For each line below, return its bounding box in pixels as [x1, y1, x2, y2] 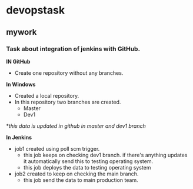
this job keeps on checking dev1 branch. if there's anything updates [23, 151, 188, 158]
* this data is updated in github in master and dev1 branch [6, 122, 146, 130]
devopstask [6, 4, 65, 17]
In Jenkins [6, 134, 32, 141]
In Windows [6, 81, 36, 88]
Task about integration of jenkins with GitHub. [6, 45, 140, 53]
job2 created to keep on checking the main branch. [14, 170, 139, 177]
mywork [6, 27, 37, 37]
